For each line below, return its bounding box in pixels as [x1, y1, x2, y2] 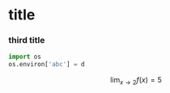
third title [8, 35, 45, 46]
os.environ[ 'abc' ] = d [8, 61, 85, 69]
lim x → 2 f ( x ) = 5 [110, 75, 162, 87]
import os [8, 53, 42, 61]
